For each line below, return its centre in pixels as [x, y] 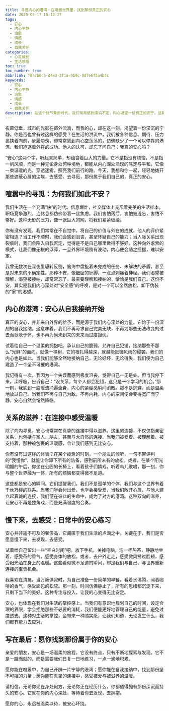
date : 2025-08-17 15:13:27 [33, 15]
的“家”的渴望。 [21, 291]
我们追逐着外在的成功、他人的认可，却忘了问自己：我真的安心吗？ [82, 147]
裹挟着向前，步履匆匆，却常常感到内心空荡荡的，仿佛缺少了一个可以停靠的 [82, 140]
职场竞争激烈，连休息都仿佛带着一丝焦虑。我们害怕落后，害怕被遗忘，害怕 [82, 213]
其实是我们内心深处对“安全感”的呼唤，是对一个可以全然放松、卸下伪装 [87, 285]
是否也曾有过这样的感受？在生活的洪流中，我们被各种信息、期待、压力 [91, 134]
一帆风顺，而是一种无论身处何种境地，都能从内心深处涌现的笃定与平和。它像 [84, 164]
